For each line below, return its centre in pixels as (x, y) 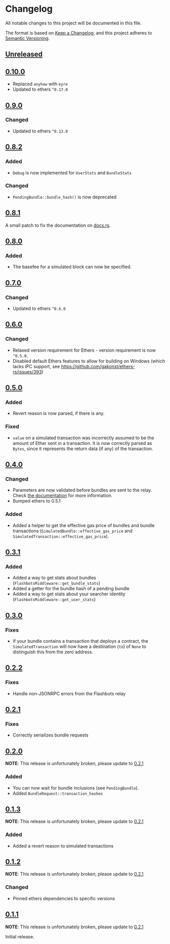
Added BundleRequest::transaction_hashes (58, 793)
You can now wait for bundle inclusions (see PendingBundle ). (76, 788)
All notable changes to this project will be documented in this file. (74, 23)
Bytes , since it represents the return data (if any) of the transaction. (83, 449)
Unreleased (24, 54)
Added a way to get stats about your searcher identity (69, 594)
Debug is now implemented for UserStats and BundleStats (72, 173)
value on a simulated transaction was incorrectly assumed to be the (83, 438)
